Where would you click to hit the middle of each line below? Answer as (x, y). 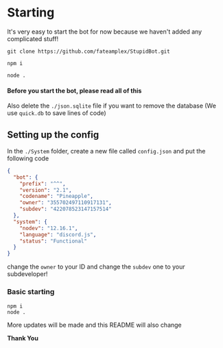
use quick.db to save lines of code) (57, 113)
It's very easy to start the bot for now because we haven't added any (105, 32)
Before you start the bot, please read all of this (74, 90)
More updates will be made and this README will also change (94, 325)
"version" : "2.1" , (46, 190)
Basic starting (31, 292)
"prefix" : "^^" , (43, 184)
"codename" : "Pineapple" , (57, 197)
